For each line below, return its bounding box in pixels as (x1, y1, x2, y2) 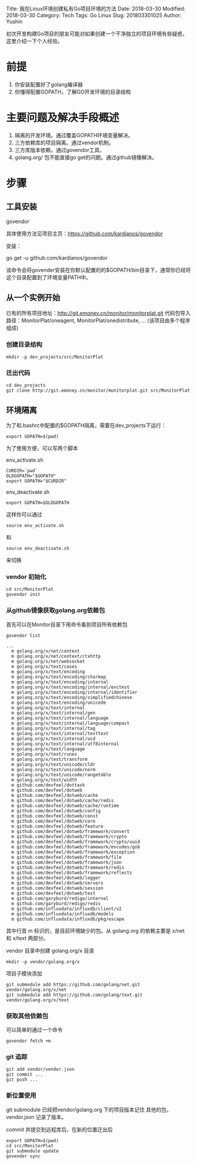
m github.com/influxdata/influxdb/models (11, 911, 114, 917)
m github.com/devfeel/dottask (11, 782, 85, 788)
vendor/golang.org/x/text (6, 997, 69, 1003)
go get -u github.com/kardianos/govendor (6, 254, 108, 261)
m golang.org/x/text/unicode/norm (11, 766, 96, 773)
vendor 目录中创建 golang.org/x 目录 (6, 947, 94, 954)
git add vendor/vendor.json (6, 1067, 75, 1073)
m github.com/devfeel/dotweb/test (11, 890, 96, 896)
